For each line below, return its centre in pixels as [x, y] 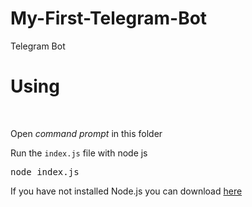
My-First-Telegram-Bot [109, 18]
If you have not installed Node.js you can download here [126, 191]
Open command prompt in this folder [86, 133]
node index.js [45, 171]
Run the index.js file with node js [79, 153]
